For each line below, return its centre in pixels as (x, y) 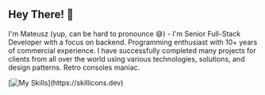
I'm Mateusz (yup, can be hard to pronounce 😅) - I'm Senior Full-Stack (125, 33)
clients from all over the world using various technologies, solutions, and (127, 59)
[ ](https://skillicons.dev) (66, 82)
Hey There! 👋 (41, 15)
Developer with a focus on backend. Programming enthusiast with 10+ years (133, 42)
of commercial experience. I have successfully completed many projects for (132, 50)
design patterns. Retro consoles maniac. (74, 67)
